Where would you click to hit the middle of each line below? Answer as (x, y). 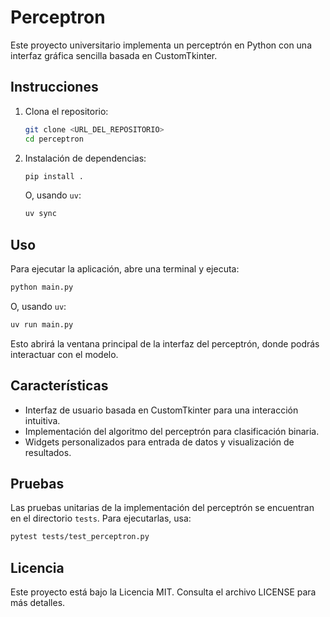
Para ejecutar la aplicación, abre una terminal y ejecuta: (125, 269)
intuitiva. (42, 420)
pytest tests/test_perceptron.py (80, 537)
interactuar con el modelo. (64, 354)
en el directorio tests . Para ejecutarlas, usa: (101, 518)
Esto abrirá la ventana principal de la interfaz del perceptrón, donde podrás (165, 343)
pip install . (54, 176)
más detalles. (38, 603)
